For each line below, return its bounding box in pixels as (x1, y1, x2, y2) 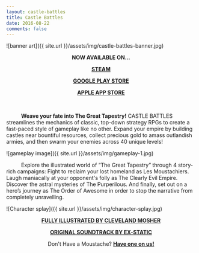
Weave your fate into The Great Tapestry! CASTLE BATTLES (20, 112, 173, 120)
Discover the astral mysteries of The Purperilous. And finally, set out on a (6, 181, 188, 188)
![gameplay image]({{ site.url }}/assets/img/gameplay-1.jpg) (6, 150, 154, 157)
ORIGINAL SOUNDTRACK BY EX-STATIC (50, 229, 152, 236)
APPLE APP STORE (77, 89, 125, 97)
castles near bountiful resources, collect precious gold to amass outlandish (6, 132, 192, 139)
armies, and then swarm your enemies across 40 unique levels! (6, 138, 164, 146)
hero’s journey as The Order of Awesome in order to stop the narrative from (6, 187, 193, 194)
